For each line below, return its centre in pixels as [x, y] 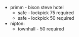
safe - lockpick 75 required [46, 13]
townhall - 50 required [41, 29]
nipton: [17, 23]
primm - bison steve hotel [37, 7]
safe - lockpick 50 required [46, 18]
